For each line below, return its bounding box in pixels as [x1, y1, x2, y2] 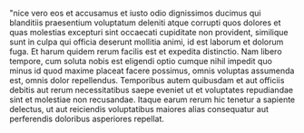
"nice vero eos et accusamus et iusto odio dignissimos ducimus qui [9, 8, 261, 18]
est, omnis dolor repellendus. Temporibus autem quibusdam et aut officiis [9, 75, 285, 85]
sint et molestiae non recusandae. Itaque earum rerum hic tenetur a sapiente [9, 94, 296, 105]
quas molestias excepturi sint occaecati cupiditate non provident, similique [9, 27, 289, 37]
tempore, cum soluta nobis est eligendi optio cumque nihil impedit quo [9, 56, 272, 66]
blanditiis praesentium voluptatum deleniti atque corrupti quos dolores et [9, 17, 281, 28]
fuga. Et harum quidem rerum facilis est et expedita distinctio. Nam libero [9, 46, 283, 57]
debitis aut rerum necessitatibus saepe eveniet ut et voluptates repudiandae [9, 85, 293, 95]
